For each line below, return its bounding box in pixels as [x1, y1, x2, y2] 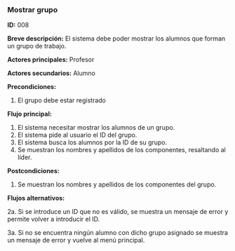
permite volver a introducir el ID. [7, 215, 100, 224]
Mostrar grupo [7, 5, 58, 15]
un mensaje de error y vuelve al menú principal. [7, 236, 145, 245]
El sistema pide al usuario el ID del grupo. [17, 131, 137, 140]
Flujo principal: [7, 110, 53, 118]
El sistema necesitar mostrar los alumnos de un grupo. [17, 123, 175, 132]
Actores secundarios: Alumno [7, 69, 96, 78]
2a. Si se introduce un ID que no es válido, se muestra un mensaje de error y [7, 208, 229, 216]
